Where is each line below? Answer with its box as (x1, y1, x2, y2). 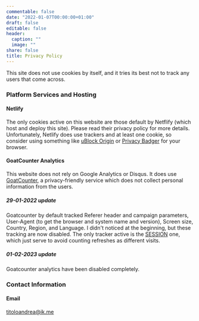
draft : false (6, 20, 39, 26)
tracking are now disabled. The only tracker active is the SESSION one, (6, 230, 181, 238)
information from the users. (6, 182, 73, 190)
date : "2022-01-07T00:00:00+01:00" (6, 14, 95, 20)
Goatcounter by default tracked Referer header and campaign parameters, (6, 212, 189, 219)
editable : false (6, 25, 46, 32)
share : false (6, 48, 39, 53)
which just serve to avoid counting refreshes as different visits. (6, 237, 161, 244)
